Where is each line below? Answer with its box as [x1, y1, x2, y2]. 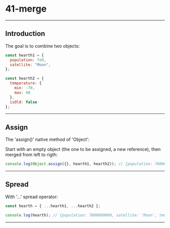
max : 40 [14, 90, 30, 95]
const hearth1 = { [5, 53, 44, 58]
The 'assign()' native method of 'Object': [5, 136, 90, 142]
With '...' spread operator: [5, 194, 58, 200]
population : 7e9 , [10, 57, 47, 62]
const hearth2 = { [5, 76, 44, 81]
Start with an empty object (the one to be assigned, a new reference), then [5, 146, 161, 153]
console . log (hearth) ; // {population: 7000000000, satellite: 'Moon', [5, 212, 157, 218]
